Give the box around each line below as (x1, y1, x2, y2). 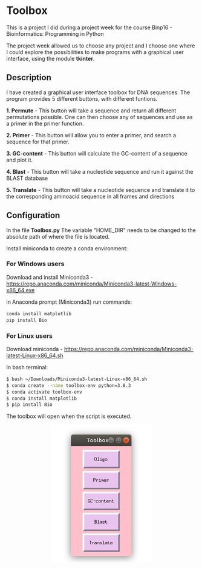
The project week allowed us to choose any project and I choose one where (6, 42, 195, 49)
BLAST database (6, 174, 48, 182)
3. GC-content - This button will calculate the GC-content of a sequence (6, 149, 187, 157)
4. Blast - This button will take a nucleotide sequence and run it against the (6, 168, 194, 175)
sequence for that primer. (6, 138, 70, 145)
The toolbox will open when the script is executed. (6, 412, 132, 420)
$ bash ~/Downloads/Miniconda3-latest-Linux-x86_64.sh (6, 376, 148, 382)
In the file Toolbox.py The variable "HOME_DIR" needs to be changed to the (6, 226, 197, 234)
